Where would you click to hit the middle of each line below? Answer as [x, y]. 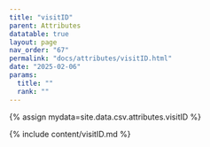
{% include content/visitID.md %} [70, 134]
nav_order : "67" [39, 50]
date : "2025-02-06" [45, 67]
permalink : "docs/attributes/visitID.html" [91, 58]
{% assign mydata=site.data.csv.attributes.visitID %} [105, 117]
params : [23, 75]
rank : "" [33, 91]
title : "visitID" [41, 17]
